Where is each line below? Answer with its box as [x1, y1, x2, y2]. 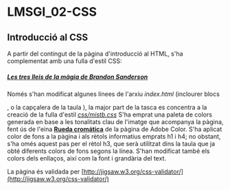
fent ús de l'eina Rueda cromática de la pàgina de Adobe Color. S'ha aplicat [7, 125, 222, 133]
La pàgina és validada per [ [7, 167, 84, 176]
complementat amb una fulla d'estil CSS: [7, 57, 122, 65]
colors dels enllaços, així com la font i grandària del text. [7, 154, 167, 162]
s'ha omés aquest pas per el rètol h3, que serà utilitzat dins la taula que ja [7, 139, 216, 147]
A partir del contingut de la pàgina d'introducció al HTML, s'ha [7, 49, 183, 58]
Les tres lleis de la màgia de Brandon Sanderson [7, 73, 148, 81]
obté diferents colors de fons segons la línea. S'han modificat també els [7, 147, 210, 155]
